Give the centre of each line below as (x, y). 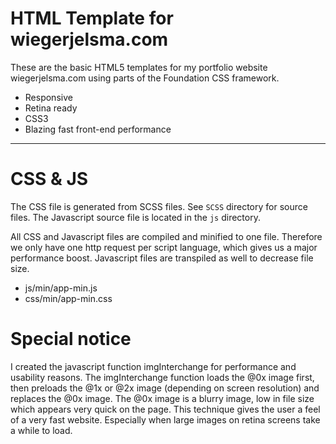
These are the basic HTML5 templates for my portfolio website (139, 67)
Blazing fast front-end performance (98, 129)
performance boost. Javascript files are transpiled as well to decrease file (162, 258)
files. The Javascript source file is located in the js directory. (135, 217)
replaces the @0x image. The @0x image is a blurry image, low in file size (162, 398)
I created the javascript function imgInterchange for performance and (153, 366)
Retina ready (51, 108)
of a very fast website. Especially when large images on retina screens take (165, 419)
